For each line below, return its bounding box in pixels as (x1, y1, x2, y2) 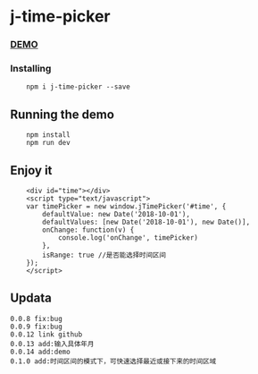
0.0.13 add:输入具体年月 (10, 339, 95, 348)
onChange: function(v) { (42, 225, 135, 234)
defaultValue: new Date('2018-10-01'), (42, 210, 191, 219)
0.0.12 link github (10, 329, 83, 339)
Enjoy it (10, 163, 53, 178)
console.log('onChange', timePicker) (57, 234, 199, 242)
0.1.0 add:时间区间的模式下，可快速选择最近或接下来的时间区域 (10, 356, 217, 366)
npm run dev (26, 139, 71, 148)
